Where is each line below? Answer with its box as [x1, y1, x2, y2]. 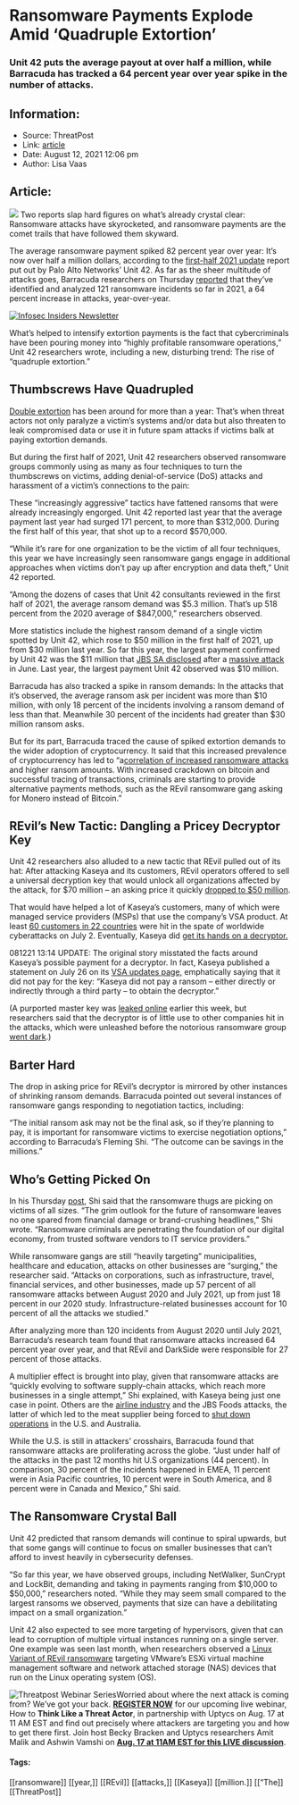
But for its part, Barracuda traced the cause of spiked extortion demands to [9, 735, 286, 746]
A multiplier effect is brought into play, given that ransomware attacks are [9, 1371, 279, 1381]
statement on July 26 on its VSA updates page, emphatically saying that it [9, 967, 281, 978]
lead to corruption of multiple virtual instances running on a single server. [9, 1633, 279, 1644]
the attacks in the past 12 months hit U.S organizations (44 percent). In [9, 1454, 270, 1465]
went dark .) [9, 1031, 52, 1042]
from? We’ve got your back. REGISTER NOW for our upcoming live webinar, [9, 1699, 287, 1709]
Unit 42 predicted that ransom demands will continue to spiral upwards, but [9, 1532, 287, 1543]
